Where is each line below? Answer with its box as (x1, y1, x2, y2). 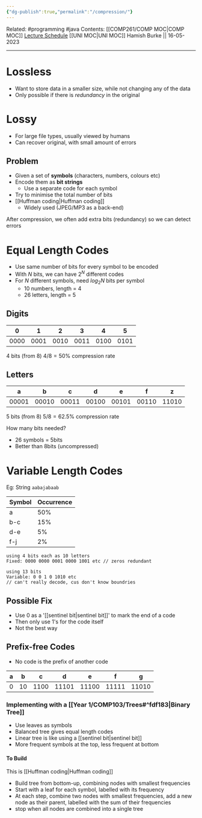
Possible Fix (6, 596, 53, 606)
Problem (6, 156, 39, 166)
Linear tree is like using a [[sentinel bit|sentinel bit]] (14, 734, 142, 742)
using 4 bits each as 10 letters (6, 553, 90, 559)
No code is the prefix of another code (14, 658, 108, 665)
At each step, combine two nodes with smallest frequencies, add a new (14, 793, 192, 800)
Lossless (6, 64, 52, 78)
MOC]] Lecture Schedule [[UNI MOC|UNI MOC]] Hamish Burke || (6, 31, 167, 39)
